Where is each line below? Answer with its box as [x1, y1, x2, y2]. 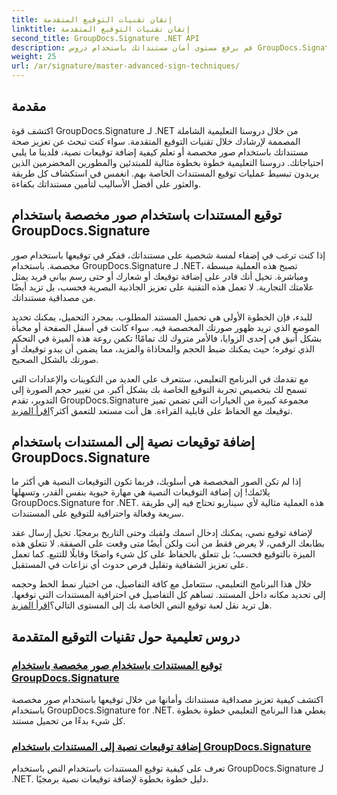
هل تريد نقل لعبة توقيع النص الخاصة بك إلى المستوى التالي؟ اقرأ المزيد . [11, 599, 273, 611]
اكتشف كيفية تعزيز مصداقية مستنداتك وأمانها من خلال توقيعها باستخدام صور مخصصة [11, 694, 324, 706]
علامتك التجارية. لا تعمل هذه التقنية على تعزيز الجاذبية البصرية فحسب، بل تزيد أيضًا [11, 281, 314, 293]
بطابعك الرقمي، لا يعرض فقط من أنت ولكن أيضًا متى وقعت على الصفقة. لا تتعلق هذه [11, 537, 325, 550]
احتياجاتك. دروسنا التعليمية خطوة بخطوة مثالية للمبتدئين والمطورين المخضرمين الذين [11, 156, 324, 168]
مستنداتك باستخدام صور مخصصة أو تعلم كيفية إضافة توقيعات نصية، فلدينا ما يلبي [11, 146, 309, 158]
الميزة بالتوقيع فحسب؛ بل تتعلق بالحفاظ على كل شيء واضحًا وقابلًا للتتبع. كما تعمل [11, 548, 316, 560]
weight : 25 [11, 52, 57, 62]
